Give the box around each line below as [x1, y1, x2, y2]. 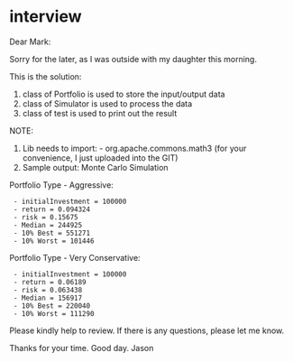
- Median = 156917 [13, 293, 83, 302]
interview [9, 6, 82, 27]
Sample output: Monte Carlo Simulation [22, 162, 169, 172]
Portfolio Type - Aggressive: [9, 179, 114, 190]
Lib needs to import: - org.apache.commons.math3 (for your [22, 143, 247, 153]
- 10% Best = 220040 [13, 301, 91, 311]
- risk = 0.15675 [13, 212, 78, 222]
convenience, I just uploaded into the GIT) [22, 152, 179, 163]
